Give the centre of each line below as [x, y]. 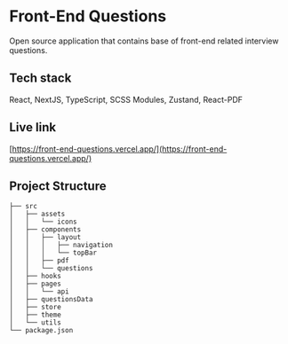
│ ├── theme [36, 315]
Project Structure [58, 186]
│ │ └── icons [43, 222]
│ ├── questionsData [51, 300]
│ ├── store [36, 308]
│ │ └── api [39, 292]
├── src [24, 207]
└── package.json [41, 331]
